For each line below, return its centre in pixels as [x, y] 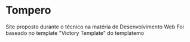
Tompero [28, 10]
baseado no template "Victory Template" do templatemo [75, 33]
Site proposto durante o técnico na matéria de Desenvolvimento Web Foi [95, 27]
